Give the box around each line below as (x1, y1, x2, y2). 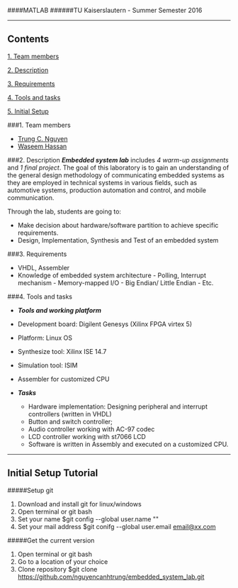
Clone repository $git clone (17, 565, 98, 573)
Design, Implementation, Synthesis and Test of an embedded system (17, 235, 219, 244)
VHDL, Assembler (17, 263, 70, 272)
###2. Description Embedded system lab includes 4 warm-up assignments (7, 155, 229, 164)
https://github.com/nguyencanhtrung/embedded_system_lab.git (17, 572, 205, 581)
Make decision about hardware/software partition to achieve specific (17, 221, 219, 229)
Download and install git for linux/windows (17, 499, 142, 508)
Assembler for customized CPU (17, 375, 110, 383)
